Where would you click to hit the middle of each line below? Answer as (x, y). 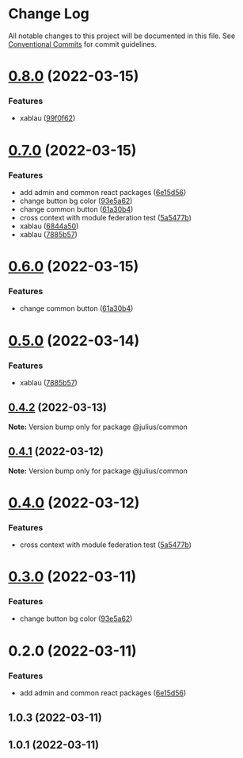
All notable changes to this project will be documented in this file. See (122, 36)
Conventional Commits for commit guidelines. (82, 44)
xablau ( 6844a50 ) (49, 226)
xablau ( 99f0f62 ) (47, 118)
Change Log (49, 14)
